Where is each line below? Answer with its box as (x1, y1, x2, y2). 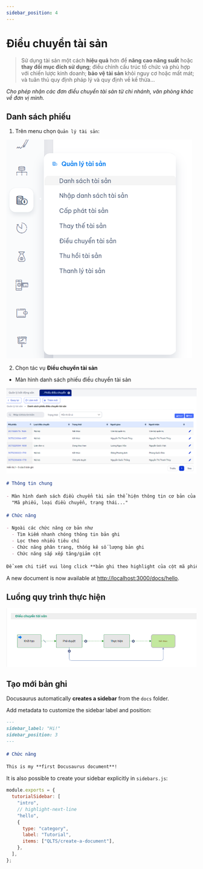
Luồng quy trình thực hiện (6, 592, 106, 602)
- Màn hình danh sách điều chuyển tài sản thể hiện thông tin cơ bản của (6, 493, 196, 499)
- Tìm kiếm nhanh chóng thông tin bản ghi (11, 531, 120, 538)
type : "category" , (22, 825, 69, 831)
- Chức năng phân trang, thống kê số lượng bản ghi (11, 545, 145, 551)
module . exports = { (6, 787, 56, 793)
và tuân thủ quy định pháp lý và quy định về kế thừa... (21, 76, 155, 83)
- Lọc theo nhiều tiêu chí (11, 538, 80, 544)
